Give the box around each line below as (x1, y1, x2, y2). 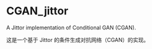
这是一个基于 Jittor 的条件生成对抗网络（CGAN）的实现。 (6, 36, 150, 43)
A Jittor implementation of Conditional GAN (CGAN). (6, 24, 136, 31)
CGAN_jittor (6, 4, 68, 18)
